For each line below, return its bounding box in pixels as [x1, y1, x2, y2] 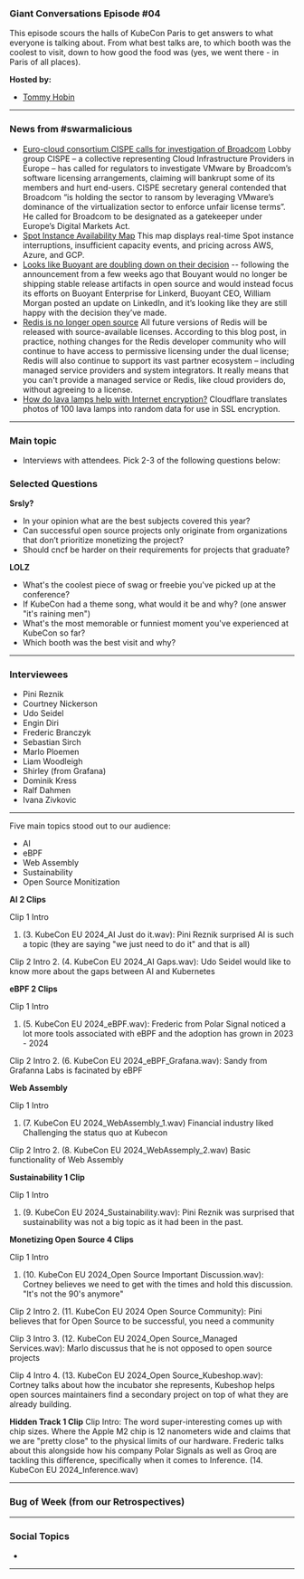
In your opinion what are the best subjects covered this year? [22, 515, 251, 527]
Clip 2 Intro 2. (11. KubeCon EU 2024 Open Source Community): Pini [9, 1306, 262, 1317]
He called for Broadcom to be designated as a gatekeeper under [22, 211, 262, 222]
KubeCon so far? [22, 627, 86, 638]
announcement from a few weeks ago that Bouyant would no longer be [22, 268, 288, 279]
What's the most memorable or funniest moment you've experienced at [22, 618, 290, 629]
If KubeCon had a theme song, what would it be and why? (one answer [22, 598, 287, 609]
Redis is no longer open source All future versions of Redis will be [22, 316, 268, 328]
